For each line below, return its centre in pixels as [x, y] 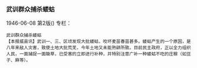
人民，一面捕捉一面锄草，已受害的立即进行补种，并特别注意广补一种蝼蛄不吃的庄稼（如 [96, 54]
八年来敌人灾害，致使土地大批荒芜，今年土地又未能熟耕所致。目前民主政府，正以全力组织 [98, 48]
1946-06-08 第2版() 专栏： [39, 23]
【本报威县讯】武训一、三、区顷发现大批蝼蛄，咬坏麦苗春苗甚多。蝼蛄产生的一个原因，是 [98, 42]
